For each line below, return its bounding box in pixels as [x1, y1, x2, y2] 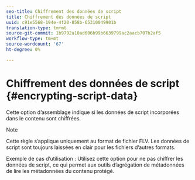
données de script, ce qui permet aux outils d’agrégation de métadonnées [6, 161, 184, 168]
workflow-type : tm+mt [6, 36, 59, 41]
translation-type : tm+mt [6, 25, 67, 31]
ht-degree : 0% [6, 47, 41, 53]
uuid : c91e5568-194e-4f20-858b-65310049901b [6, 19, 117, 25]
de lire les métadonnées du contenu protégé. [6, 167, 115, 174]
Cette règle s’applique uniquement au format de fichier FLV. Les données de [6, 137, 190, 144]
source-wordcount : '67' [6, 41, 64, 47]
